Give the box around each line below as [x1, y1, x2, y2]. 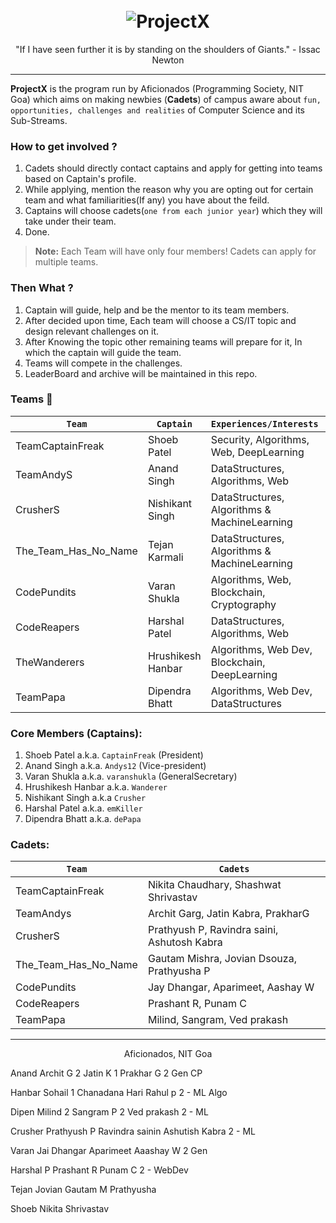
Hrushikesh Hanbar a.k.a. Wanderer [24, 781, 168, 793]
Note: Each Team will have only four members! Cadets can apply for [34, 245, 317, 258]
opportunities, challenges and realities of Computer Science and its [10, 104, 305, 116]
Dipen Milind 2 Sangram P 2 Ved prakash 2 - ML [10, 1106, 209, 1118]
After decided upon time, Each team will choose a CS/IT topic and [24, 314, 297, 326]
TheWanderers [15, 655, 85, 669]
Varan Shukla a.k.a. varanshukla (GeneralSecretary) [24, 770, 238, 783]
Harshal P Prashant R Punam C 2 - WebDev [10, 1164, 189, 1176]
